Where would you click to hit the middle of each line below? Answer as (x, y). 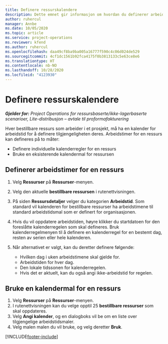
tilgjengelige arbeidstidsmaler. (43, 322)
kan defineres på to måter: (32, 139)
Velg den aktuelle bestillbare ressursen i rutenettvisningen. (74, 191)
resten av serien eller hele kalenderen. (52, 237)
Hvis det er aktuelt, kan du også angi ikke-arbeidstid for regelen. (86, 272)
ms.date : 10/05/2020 (27, 28)
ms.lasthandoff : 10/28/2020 (34, 70)
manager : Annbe (21, 24)
